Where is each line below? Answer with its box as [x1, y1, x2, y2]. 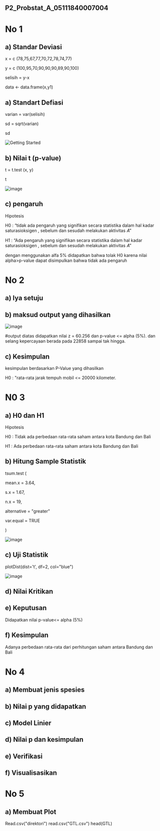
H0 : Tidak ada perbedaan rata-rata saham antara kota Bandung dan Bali [5, 434, 151, 440]
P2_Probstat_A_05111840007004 [5, 4, 109, 12]
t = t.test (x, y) [5, 167, 34, 173]
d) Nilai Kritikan [5, 587, 54, 596]
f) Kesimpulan [5, 631, 49, 639]
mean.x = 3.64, [5, 480, 36, 486]
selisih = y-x [5, 75, 30, 81]
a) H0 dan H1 [5, 411, 45, 420]
